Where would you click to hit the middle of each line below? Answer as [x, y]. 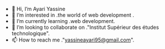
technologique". [31, 33]
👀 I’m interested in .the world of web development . [73, 15]
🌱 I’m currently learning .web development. [63, 21]
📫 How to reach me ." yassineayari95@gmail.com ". [73, 40]
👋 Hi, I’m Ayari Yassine [38, 9]
